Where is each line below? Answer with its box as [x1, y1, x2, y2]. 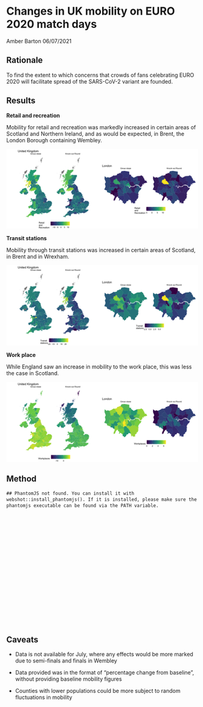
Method [6, 473, 37, 484]
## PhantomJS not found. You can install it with [6, 490, 135, 497]
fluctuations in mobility [15, 694, 73, 701]
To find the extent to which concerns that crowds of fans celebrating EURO [6, 71, 194, 79]
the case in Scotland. [6, 369, 60, 376]
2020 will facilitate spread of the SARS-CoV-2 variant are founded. [6, 77, 173, 85]
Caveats [6, 634, 38, 645]
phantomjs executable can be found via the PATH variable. [6, 503, 159, 509]
